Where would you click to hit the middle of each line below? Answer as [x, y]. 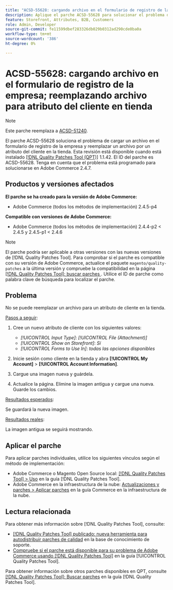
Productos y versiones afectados [60, 184]
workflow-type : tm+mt [29, 34]
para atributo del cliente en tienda [79, 106]
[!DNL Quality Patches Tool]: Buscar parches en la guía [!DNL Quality [79, 577]
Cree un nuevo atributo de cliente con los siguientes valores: [77, 328]
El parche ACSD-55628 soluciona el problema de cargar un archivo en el [82, 141]
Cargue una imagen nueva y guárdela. [53, 374]
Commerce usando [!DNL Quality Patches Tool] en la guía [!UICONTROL [89, 556]
